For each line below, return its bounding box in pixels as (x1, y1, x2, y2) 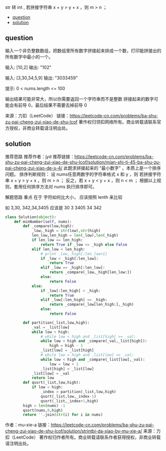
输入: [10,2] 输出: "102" (5, 64, 52, 70)
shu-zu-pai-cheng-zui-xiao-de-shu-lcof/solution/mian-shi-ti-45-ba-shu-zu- (5, 159, 161, 165)
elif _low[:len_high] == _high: (40, 297, 108, 302)
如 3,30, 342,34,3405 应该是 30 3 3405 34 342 (5, 205, 102, 211)
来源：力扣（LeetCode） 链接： (5, 113, 70, 118)
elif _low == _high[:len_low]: (40, 265, 106, 270)
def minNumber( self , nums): (14, 219, 72, 224)
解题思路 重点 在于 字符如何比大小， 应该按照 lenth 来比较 (5, 194, 123, 200)
